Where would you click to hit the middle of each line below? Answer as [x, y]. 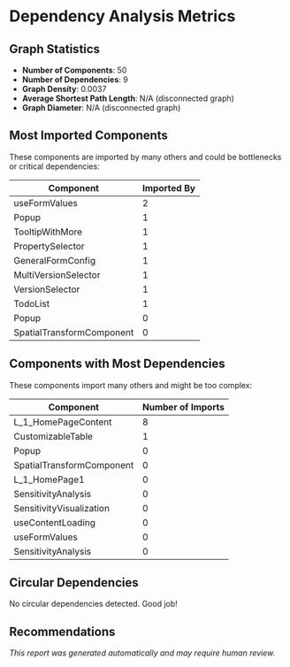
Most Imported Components [88, 136]
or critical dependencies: [54, 166]
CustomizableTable [53, 436]
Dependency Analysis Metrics [122, 16]
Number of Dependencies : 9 [75, 80]
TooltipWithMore [48, 232]
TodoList [32, 303]
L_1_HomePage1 [50, 479]
